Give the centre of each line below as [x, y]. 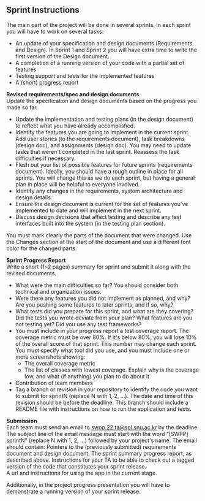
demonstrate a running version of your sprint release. [73, 491]
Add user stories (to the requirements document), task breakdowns [100, 139]
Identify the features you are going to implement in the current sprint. [102, 132]
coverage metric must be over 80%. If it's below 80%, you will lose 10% [106, 337]
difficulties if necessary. [45, 158]
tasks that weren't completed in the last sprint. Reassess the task [97, 151]
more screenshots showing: [50, 357]
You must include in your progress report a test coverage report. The [102, 331]
